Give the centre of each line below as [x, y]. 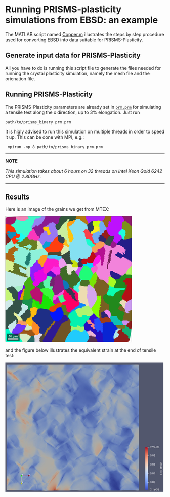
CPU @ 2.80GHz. [23, 176]
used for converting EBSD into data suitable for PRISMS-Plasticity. [74, 40]
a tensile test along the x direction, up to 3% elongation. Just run [73, 112]
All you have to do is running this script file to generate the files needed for [83, 68]
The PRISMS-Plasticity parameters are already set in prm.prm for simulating [83, 107]
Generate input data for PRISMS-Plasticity [73, 56]
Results [17, 197]
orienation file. [20, 78]
